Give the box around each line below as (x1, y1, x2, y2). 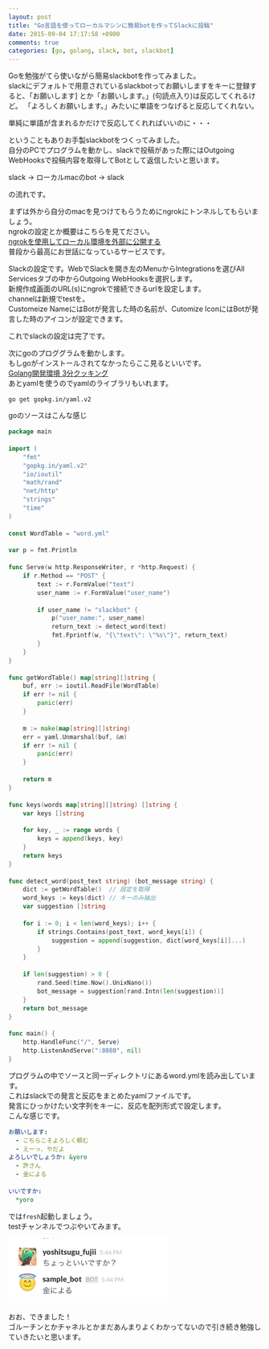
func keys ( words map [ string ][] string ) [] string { (8, 801, 178, 809)
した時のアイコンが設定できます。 (14, 314, 127, 324)
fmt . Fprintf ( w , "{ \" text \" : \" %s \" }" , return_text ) (51, 631, 228, 639)
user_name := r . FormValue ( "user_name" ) (37, 588, 171, 597)
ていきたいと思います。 (8, 1331, 86, 1342)
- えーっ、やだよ (15, 1145, 65, 1153)
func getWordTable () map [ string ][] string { (8, 674, 157, 682)
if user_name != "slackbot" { (37, 605, 138, 614)
